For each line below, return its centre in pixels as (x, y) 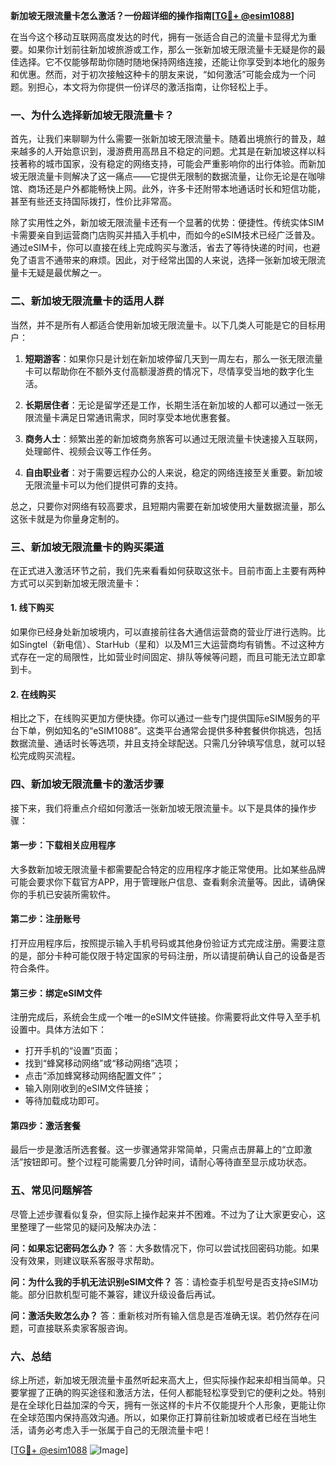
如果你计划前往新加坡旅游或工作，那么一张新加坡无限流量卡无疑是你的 (172, 49)
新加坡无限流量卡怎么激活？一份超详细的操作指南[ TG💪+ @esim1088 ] (152, 15)
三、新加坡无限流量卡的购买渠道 (87, 547)
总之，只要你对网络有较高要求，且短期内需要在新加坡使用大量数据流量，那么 (168, 506)
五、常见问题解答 (51, 1191)
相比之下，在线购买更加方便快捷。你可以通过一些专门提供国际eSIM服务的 (161, 718)
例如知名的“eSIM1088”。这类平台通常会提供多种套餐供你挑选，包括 (183, 731)
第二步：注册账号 (45, 919)
